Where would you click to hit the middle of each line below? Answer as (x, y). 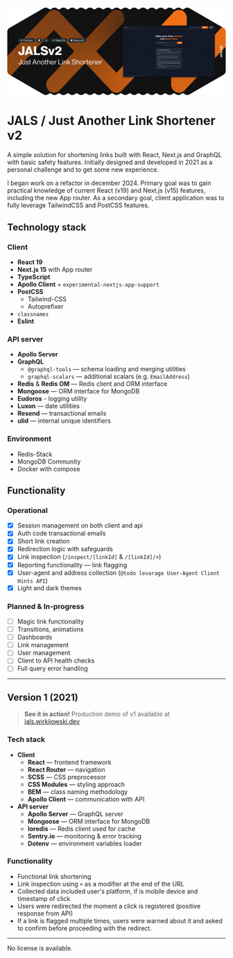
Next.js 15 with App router (55, 269)
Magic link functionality (51, 622)
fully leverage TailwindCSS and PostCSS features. (78, 205)
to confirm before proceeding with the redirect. (85, 928)
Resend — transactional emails (62, 414)
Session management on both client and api (80, 526)
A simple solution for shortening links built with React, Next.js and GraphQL (114, 155)
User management (44, 653)
